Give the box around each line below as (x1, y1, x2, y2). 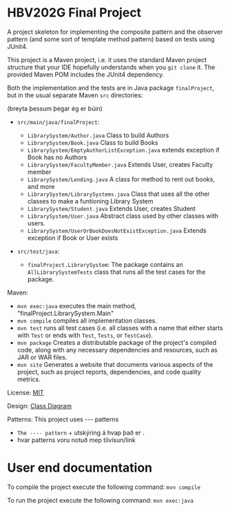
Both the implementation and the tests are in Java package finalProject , (7, 83, 215, 92)
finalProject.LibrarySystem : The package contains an (27, 260, 184, 268)
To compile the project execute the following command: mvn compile (7, 483, 201, 491)
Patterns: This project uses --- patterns (7, 415, 119, 423)
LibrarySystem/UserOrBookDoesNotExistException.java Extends (27, 226, 207, 234)
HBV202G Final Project (7, 5, 142, 21)
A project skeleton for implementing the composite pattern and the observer (7, 28, 223, 36)
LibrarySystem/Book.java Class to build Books (27, 138, 158, 146)
